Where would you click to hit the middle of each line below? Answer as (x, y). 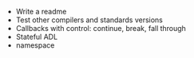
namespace (35, 45)
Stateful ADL (37, 37)
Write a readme (41, 12)
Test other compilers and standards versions (89, 20)
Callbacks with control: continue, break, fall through (101, 28)
